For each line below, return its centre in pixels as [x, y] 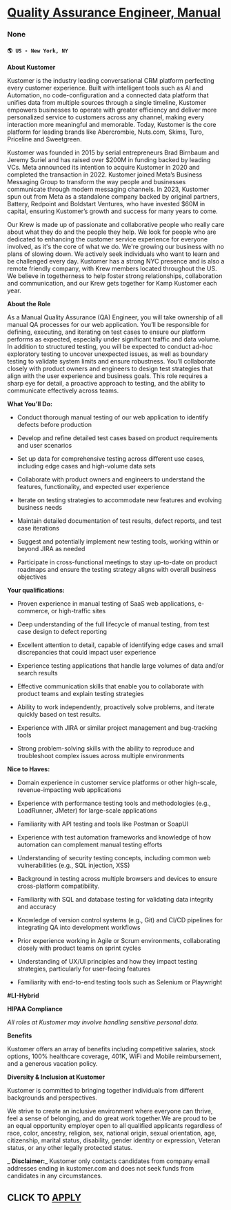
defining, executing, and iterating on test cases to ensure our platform [106, 332]
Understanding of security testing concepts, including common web [114, 858]
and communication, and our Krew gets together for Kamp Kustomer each [112, 284]
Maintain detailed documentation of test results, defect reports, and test [119, 521]
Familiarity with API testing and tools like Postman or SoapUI [103, 824]
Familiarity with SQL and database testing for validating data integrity [115, 900]
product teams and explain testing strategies [80, 694]
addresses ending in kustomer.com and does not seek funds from [101, 1169]
